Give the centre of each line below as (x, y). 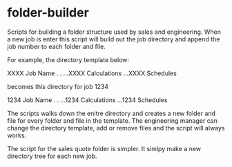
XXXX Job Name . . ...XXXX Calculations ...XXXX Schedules (92, 73)
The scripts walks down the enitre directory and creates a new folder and (112, 113)
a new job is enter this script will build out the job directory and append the (114, 39)
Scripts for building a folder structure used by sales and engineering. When (114, 32)
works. (17, 135)
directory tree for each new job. (52, 156)
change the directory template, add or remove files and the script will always (116, 128)
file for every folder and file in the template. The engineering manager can (112, 120)
